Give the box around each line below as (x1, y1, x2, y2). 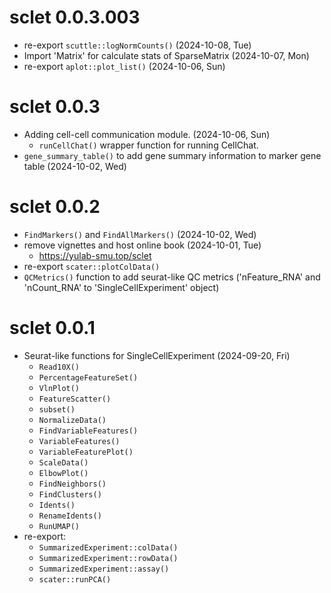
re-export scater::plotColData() (23, 260, 161, 272)
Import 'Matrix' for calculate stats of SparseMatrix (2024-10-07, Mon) (23, 49, 310, 61)
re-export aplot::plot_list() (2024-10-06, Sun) (23, 60, 226, 72)
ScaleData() (38, 457, 89, 468)
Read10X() (38, 362, 81, 372)
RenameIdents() (38, 511, 102, 521)
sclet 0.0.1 (9, 317, 96, 339)
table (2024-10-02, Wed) (23, 160, 127, 172)
